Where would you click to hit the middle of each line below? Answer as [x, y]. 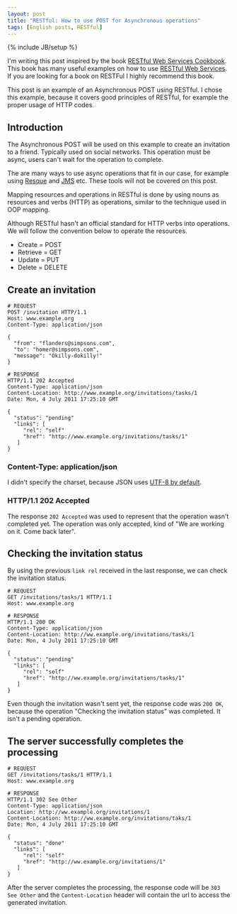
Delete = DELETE [42, 268]
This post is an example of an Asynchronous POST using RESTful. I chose [115, 90]
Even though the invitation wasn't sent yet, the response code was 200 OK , [116, 704]
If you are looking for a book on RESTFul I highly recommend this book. [111, 76]
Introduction [35, 127]
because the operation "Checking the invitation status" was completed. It [114, 712]
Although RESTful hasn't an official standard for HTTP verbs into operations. [118, 224]
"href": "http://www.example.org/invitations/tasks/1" [106, 437]
